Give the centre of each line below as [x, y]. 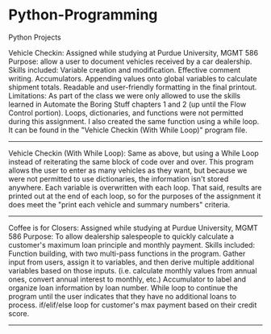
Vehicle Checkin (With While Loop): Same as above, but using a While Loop [134, 153]
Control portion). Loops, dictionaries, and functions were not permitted [126, 113]
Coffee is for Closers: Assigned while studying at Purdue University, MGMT [133, 228]
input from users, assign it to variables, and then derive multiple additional [131, 262]
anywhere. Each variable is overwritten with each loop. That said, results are [135, 187]
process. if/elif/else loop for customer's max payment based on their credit [133, 305]
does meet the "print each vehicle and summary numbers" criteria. [119, 204]
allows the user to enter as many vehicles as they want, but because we [128, 170]
